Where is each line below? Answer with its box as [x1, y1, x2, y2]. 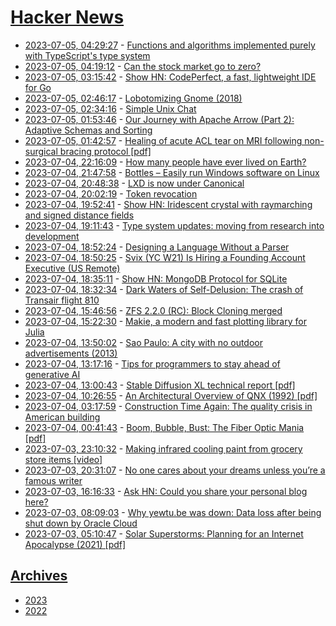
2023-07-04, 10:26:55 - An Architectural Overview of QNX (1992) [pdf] [24, 389, 318, 401]
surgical [24, 145, 58, 157]
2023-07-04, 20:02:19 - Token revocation [24, 187, 198, 200]
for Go [24, 81, 52, 93]
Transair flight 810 [24, 294, 100, 306]
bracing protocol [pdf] [59, 145, 152, 157]
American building [24, 411, 101, 423]
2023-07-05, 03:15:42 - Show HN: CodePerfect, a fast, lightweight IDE [24, 71, 317, 83]
